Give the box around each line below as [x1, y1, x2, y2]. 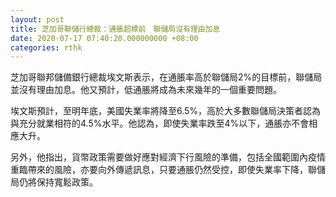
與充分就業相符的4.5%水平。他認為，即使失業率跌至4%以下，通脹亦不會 [10, 117, 310, 130]
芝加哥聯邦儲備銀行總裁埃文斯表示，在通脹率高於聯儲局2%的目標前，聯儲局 [10, 71, 323, 83]
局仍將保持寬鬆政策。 [10, 176, 98, 188]
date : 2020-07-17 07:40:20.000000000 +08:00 [10, 33, 199, 43]
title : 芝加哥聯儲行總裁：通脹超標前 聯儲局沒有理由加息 [10, 24, 221, 34]
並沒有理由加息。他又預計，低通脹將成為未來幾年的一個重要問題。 [10, 84, 282, 96]
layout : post [10, 14, 65, 25]
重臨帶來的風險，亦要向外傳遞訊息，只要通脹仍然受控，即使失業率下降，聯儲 [10, 164, 326, 176]
